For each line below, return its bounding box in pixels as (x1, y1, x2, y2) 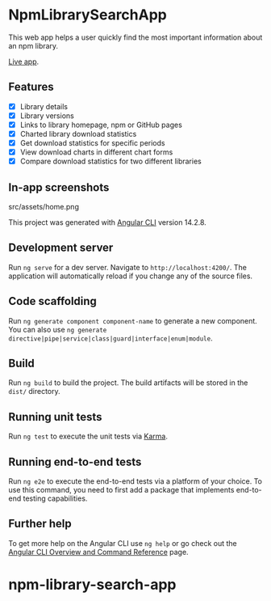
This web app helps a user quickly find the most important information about (8, 32, 263, 42)
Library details (19, 101, 69, 111)
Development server (8, 241, 114, 255)
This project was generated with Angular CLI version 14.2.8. (8, 218, 207, 227)
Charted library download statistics (19, 129, 137, 138)
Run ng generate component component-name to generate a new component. (8, 315, 258, 325)
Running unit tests (8, 410, 102, 424)
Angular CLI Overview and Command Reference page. (8, 547, 189, 557)
